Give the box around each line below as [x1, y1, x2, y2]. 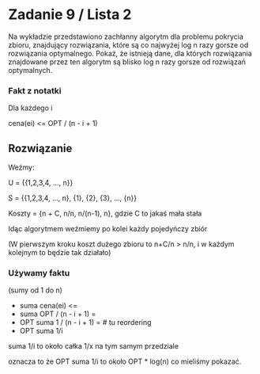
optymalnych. [8, 65, 53, 74]
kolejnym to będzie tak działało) [8, 248, 111, 258]
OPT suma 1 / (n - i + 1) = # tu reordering [19, 318, 152, 327]
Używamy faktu [8, 267, 70, 278]
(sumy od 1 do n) [8, 285, 63, 295]
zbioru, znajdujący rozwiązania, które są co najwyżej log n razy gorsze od [8, 40, 249, 49]
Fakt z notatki [8, 85, 62, 96]
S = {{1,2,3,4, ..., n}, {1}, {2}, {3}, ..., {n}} [8, 193, 138, 203]
